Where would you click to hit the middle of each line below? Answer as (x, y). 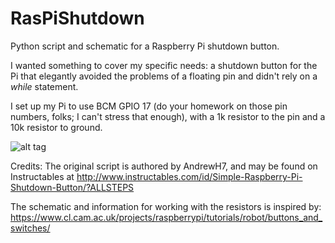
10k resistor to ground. (56, 127)
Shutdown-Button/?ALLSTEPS (72, 187)
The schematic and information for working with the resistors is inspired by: (166, 206)
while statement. (44, 86)
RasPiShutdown (77, 18)
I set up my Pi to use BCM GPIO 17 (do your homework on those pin (149, 106)
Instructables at (42, 176)
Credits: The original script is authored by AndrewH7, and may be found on (164, 166)
